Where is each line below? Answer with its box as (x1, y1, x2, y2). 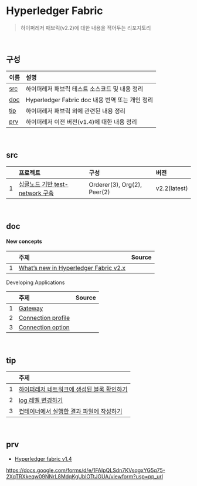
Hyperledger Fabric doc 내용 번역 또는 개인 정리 (25, 96, 154, 104)
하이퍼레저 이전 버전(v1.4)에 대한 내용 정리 (25, 117, 137, 126)
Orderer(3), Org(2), (89, 180, 142, 188)
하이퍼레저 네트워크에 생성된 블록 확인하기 (18, 385, 128, 393)
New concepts (6, 238, 42, 245)
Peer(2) (89, 188, 110, 196)
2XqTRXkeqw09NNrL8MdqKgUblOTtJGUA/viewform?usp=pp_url (6, 473, 163, 480)
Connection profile (18, 314, 70, 322)
